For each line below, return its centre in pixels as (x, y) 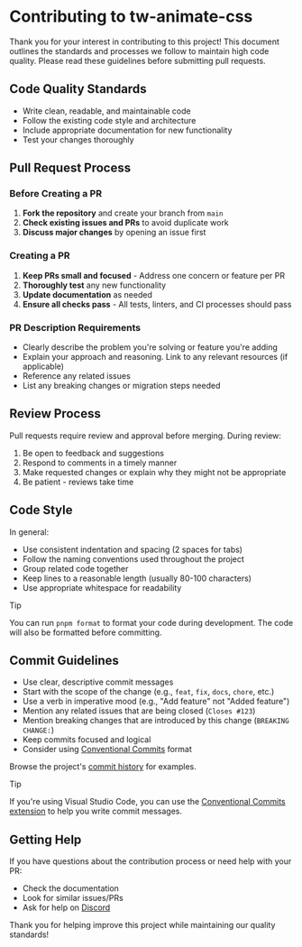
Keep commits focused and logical (87, 740)
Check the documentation (71, 888)
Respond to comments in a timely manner (100, 463)
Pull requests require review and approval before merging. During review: (146, 436)
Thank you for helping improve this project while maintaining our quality (142, 925)
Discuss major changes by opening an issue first (114, 233)
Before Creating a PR (55, 194)
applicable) (43, 366)
